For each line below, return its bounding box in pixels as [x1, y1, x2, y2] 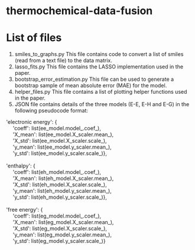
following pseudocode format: [14, 107, 89, 114]
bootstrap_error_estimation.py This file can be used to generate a [14, 75, 174, 83]
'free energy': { [6, 206, 43, 213]
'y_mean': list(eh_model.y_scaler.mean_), [12, 187, 112, 195]
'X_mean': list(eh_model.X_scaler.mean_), [12, 175, 114, 182]
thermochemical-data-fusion [6, 4, 153, 18]
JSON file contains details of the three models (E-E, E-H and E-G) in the [14, 101, 190, 108]
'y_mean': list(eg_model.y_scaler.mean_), [12, 231, 112, 238]
